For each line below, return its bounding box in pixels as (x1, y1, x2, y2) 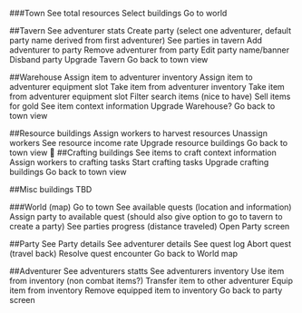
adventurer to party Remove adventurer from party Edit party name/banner (9, 44, 290, 55)
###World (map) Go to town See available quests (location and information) (9, 201, 292, 212)
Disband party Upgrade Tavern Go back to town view (9, 54, 209, 64)
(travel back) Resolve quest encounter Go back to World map (9, 249, 239, 259)
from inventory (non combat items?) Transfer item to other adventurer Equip (9, 276, 293, 286)
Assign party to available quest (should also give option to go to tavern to (9, 211, 283, 221)
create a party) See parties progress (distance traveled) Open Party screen (9, 221, 290, 231)
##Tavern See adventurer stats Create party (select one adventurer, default (9, 25, 292, 35)
